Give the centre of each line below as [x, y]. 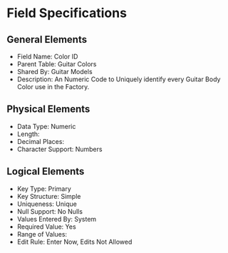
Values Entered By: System [57, 219]
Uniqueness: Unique [47, 204]
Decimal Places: [41, 141]
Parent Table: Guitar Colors [57, 64]
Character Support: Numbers [59, 149]
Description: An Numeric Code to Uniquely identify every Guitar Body [119, 79]
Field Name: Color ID [47, 56]
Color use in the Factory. [53, 87]
